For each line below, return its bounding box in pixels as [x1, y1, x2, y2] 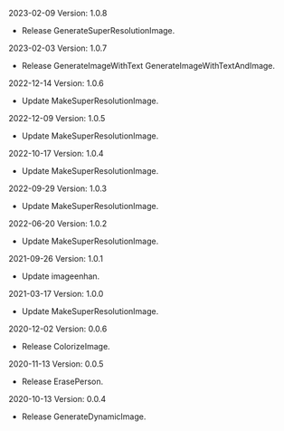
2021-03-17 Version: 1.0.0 [8, 289, 104, 299]
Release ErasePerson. [21, 376, 104, 387]
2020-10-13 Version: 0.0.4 [8, 394, 106, 404]
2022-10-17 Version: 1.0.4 [8, 148, 105, 158]
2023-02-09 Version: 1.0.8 [8, 8, 108, 18]
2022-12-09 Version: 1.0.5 [8, 113, 106, 123]
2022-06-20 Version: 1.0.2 [8, 218, 108, 229]
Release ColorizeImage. [21, 341, 110, 351]
